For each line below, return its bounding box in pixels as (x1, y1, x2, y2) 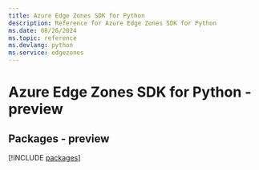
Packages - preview (8, 132, 110, 145)
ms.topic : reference (8, 34, 78, 42)
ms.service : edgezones (8, 49, 84, 57)
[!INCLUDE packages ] (8, 153, 81, 162)
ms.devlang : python (8, 42, 74, 49)
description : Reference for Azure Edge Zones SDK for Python (8, 19, 217, 27)
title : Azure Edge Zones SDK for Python (8, 11, 146, 20)
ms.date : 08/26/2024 (8, 26, 78, 34)
